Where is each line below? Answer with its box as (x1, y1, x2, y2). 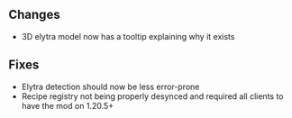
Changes (8, 7, 60, 23)
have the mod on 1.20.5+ (21, 100, 114, 111)
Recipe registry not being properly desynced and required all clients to (21, 90, 284, 102)
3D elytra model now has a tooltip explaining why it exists (21, 31, 235, 41)
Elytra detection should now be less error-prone (21, 81, 200, 92)
